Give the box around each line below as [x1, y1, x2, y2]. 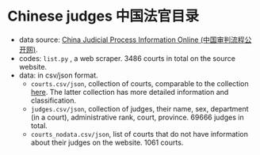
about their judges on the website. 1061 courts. [30, 138, 184, 147]
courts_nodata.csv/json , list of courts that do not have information [30, 129, 249, 138]
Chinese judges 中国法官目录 [7, 7, 200, 25]
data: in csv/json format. [18, 70, 98, 80]
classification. [30, 96, 77, 105]
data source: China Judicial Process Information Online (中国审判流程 [18, 35, 245, 44]
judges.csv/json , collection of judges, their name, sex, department [30, 104, 249, 113]
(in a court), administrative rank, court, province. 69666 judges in [30, 112, 244, 122]
